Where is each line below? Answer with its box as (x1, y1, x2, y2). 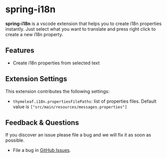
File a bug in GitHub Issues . (12, 147, 71, 153)
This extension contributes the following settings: (5, 88, 109, 94)
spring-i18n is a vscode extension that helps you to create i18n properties (5, 20, 162, 27)
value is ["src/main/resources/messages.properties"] (12, 103, 127, 109)
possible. (5, 137, 25, 144)
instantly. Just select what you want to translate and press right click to (5, 26, 156, 32)
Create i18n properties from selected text (12, 60, 100, 66)
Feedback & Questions (5, 118, 79, 127)
